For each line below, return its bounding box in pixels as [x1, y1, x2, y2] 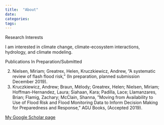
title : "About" [5, 7, 38, 12]
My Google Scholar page [5, 114, 56, 121]
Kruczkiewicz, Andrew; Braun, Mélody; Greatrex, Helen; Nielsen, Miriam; [12, 84, 160, 90]
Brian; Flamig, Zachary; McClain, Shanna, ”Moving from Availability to [12, 94, 154, 100]
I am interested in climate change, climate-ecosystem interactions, [5, 44, 140, 50]
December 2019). [12, 79, 48, 85]
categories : [5, 16, 30, 21]
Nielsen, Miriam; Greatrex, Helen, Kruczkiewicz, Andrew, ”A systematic [12, 68, 156, 74]
